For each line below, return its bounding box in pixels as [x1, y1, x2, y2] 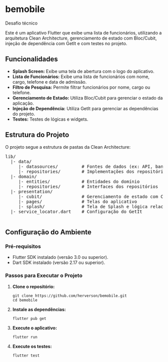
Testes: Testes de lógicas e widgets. [12, 116, 88, 122]
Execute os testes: [12, 343, 52, 349]
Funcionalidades [5, 55, 58, 64]
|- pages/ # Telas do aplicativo [18, 199, 137, 204]
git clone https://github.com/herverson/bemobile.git [12, 293, 127, 298]
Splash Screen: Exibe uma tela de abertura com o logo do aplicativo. [12, 68, 155, 74]
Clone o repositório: [12, 283, 55, 289]
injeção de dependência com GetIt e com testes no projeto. [5, 40, 127, 46]
